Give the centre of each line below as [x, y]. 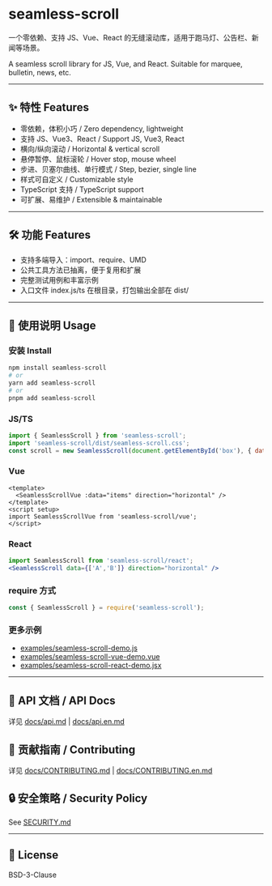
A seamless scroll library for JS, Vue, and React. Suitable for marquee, [125, 64]
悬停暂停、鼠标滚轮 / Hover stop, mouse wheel [98, 159]
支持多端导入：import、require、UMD [83, 259]
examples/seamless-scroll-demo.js [79, 648]
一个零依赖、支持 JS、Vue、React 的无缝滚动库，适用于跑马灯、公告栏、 [130, 37]
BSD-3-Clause [32, 875]
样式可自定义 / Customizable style [76, 179]
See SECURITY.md [40, 822]
